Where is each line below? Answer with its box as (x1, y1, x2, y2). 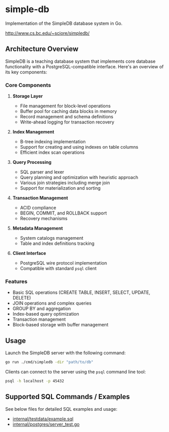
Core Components (5, 81, 51, 89)
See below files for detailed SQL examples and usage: (5, 406, 118, 412)
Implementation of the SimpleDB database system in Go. (5, 20, 123, 26)
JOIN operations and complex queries (12, 300, 92, 307)
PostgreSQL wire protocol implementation (20, 260, 107, 266)
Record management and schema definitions (20, 114, 114, 120)
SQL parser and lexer (20, 169, 65, 175)
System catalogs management (20, 235, 84, 241)
